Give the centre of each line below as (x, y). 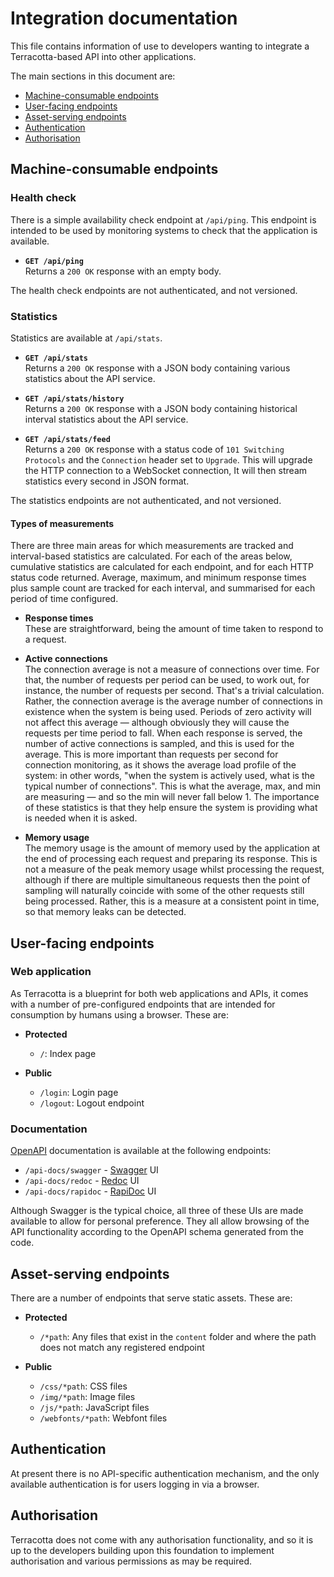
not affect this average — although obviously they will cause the (157, 723)
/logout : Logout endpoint (92, 1103)
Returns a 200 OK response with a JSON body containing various (157, 368)
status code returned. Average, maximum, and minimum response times (158, 578)
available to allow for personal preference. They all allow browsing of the (160, 1221)
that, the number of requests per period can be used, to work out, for (167, 680)
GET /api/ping (54, 261)
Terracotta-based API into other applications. (103, 56)
